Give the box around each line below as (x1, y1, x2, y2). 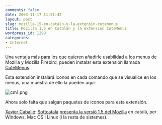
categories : (5, 36, 30, 41)
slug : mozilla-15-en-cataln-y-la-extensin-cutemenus (5, 21, 118, 27)
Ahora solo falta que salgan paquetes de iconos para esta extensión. (5, 99, 147, 105)
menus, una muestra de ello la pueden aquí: (5, 79, 96, 85)
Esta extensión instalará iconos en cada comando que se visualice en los (5, 74, 157, 80)
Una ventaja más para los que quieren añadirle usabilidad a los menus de (5, 54, 157, 60)
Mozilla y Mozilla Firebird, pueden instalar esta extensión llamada (5, 59, 140, 65)
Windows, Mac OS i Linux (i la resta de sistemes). (5, 114, 108, 120)
